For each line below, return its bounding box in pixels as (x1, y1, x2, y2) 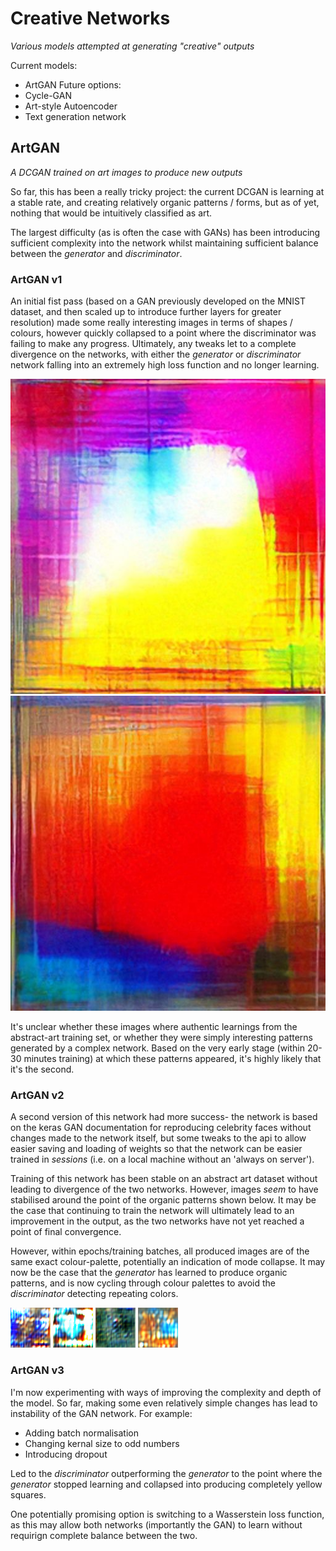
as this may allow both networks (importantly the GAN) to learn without (10, 1518, 303, 1531)
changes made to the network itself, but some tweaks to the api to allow (10, 1132, 307, 1144)
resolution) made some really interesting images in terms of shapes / (10, 317, 293, 329)
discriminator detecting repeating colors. (10, 1288, 179, 1300)
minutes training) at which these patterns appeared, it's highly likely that (23, 1053, 322, 1065)
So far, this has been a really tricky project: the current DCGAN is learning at (10, 185, 325, 197)
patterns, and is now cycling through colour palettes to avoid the (10, 1277, 276, 1289)
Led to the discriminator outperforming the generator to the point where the (10, 1467, 323, 1479)
